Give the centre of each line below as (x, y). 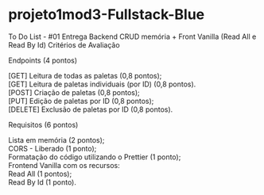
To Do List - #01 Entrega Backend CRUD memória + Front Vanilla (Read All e (132, 36)
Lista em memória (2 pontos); (56, 140)
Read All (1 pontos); (40, 174)
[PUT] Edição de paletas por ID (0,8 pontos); (81, 101)
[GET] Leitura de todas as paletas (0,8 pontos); (85, 75)
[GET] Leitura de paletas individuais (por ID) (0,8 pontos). (102, 84)
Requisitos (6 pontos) (43, 124)
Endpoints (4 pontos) (43, 60)
